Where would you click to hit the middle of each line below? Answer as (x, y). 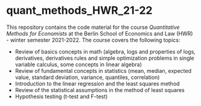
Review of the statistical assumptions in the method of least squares (100, 90)
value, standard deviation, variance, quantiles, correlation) (87, 77)
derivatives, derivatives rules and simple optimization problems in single (104, 58)
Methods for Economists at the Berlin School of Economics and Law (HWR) (100, 33)
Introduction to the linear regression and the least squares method (97, 83)
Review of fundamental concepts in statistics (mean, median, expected (103, 70)
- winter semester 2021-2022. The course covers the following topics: (93, 40)
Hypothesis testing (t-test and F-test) (61, 96)
